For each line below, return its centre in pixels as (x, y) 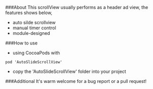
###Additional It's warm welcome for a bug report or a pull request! (76, 81)
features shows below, (29, 13)
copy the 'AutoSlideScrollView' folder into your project (69, 71)
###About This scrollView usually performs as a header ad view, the (77, 7)
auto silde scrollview (34, 23)
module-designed (31, 33)
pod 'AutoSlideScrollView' (34, 62)
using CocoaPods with (36, 53)
